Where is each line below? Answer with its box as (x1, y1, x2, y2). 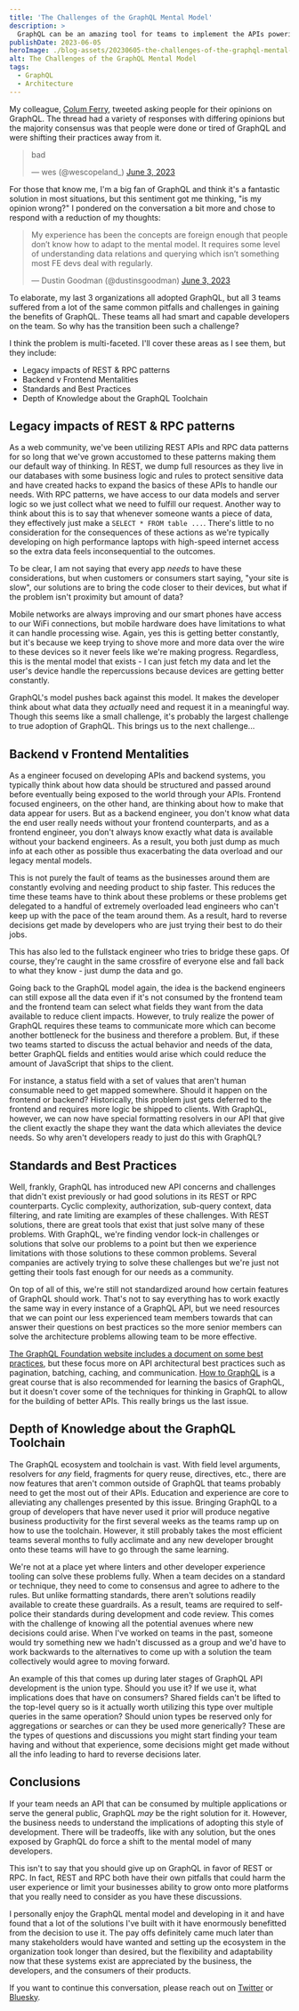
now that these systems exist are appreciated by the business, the (9, 1955, 252, 1967)
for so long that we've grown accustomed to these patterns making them (9, 451, 277, 463)
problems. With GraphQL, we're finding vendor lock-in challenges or (9, 1229, 260, 1240)
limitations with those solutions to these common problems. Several (9, 1248, 257, 1259)
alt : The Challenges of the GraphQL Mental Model (9, 54, 198, 63)
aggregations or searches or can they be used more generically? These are (9, 1720, 286, 1731)
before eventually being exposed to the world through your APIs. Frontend (9, 789, 282, 800)
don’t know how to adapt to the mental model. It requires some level (30, 238, 280, 249)
